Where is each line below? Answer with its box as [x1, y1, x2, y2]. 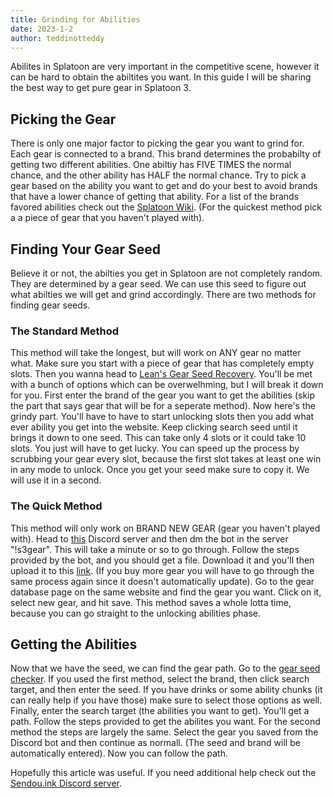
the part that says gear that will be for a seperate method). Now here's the [10, 400, 316, 412]
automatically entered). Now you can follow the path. [10, 747, 229, 760]
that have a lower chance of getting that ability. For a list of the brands [10, 191, 300, 203]
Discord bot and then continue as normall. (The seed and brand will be [10, 737, 301, 749]
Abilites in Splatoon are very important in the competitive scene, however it [10, 61, 320, 73]
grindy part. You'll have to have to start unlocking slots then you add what [10, 411, 315, 423]
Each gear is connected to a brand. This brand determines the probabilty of [10, 148, 322, 160]
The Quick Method [10, 499, 103, 513]
